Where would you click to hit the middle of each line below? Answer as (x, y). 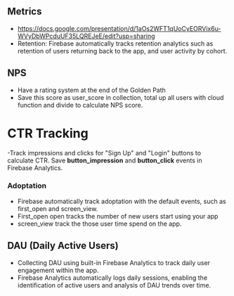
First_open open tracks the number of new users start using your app (118, 216)
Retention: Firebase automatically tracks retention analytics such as (115, 43)
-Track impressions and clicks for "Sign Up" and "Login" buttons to (104, 153)
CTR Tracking (48, 133)
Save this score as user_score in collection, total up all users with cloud (121, 97)
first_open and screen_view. (58, 208)
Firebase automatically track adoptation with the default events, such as (122, 201)
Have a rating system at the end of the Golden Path (92, 90)
